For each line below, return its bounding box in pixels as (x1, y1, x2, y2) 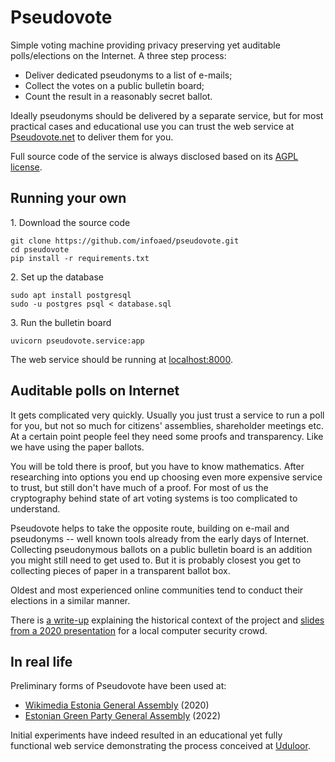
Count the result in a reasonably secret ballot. (24, 90, 213, 102)
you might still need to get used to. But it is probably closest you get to (10, 554, 302, 566)
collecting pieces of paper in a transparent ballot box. (10, 564, 231, 576)
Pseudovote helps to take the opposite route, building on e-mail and (10, 522, 290, 534)
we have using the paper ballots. (10, 441, 145, 453)
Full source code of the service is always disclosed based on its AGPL (10, 150, 299, 162)
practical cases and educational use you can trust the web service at (10, 120, 295, 132)
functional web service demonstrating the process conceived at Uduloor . (10, 740, 311, 752)
